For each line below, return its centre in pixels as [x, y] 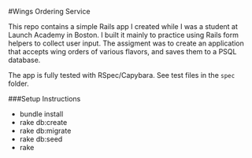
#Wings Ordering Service [49, 11]
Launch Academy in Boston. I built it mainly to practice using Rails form [123, 35]
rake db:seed [41, 139]
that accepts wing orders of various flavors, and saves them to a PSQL [122, 51]
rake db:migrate [45, 130]
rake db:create [43, 122]
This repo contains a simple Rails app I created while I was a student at [123, 26]
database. [24, 60]
